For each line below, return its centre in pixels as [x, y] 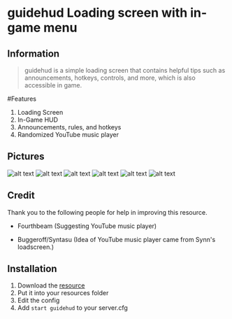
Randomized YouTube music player [68, 135]
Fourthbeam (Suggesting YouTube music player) [87, 226]
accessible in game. [53, 85]
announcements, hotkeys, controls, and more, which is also [110, 78]
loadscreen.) [36, 247]
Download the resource [51, 285]
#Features [22, 99]
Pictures [26, 156]
